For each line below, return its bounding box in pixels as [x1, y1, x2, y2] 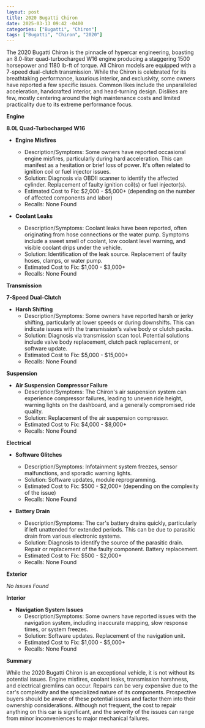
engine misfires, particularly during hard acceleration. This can [24, 155, 183, 163]
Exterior [6, 570, 28, 578]
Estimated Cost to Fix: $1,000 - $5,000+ [24, 639, 125, 646]
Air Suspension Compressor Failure [15, 382, 108, 389]
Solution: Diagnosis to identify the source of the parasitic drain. [24, 539, 184, 546]
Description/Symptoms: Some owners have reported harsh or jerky [24, 312, 194, 320]
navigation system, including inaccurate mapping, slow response [24, 619, 188, 627]
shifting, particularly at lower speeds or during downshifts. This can [24, 319, 195, 326]
